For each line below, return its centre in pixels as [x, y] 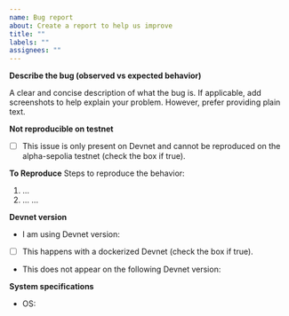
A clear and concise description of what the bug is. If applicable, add [136, 93]
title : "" [28, 34]
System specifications [52, 287]
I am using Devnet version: [71, 234]
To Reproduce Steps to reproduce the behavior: [97, 173]
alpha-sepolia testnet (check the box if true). [104, 156]
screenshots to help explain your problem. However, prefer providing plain [145, 102]
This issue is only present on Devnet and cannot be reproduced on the [151, 146]
